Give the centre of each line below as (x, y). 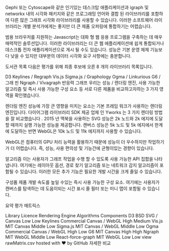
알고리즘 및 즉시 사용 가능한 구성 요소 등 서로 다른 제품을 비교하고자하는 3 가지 (82, 89)
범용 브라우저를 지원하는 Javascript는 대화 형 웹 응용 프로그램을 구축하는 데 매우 (84, 37)
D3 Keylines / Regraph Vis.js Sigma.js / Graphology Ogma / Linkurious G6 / (83, 77)
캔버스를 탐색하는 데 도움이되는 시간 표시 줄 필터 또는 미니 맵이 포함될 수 (76, 189)
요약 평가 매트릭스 (23, 205)
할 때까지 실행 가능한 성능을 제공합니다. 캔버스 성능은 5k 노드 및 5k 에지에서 (79, 125)
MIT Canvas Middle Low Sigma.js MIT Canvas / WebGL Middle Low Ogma (82, 226)
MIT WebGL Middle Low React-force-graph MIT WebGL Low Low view (78, 237)
